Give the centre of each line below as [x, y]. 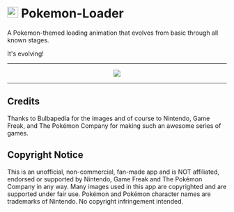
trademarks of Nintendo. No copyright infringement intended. [95, 201]
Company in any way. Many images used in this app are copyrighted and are [117, 186]
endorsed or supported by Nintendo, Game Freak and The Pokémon [105, 179]
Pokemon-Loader [72, 14]
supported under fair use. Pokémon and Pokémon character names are [109, 194]
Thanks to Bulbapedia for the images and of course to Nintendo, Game [109, 118]
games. [18, 133]
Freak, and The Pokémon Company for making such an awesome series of [114, 125]
